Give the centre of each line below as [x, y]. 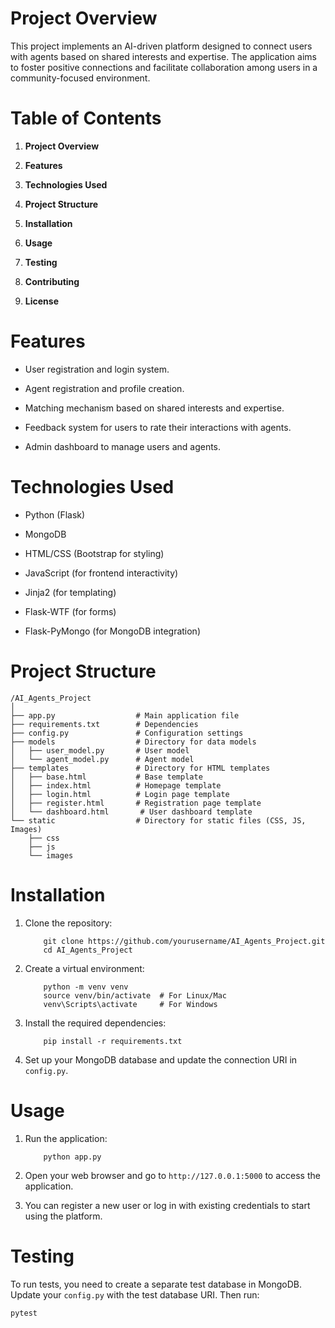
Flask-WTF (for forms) [70, 611]
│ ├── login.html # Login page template [120, 794]
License [41, 301]
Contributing [52, 281]
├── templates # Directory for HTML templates [140, 768]
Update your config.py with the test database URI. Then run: [135, 1294]
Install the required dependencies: [95, 1023]
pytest [24, 1313]
